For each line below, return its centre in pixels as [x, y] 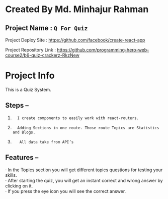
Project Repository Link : [31, 50]
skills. [11, 175]
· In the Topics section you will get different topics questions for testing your [84, 170]
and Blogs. [24, 132]
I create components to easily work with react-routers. [78, 118]
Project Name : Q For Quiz [47, 28]
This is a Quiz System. [28, 89]
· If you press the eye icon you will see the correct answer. [66, 191]
